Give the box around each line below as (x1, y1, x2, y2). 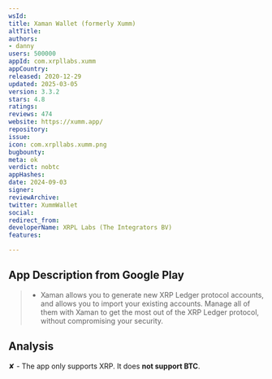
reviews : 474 (8, 111, 53, 119)
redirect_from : (8, 216, 60, 224)
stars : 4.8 (8, 95, 45, 103)
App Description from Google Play (8, 268, 184, 282)
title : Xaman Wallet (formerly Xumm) (8, 20, 136, 28)
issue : (8, 133, 31, 141)
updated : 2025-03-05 (8, 80, 79, 88)
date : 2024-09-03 (8, 178, 67, 187)
